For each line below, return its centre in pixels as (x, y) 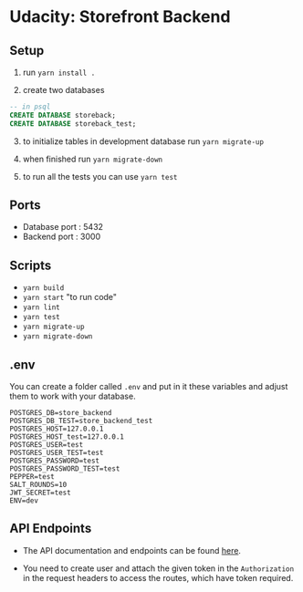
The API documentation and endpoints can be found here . (132, 550)
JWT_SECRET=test (40, 493)
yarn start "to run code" (69, 297)
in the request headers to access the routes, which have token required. (158, 577)
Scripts (31, 265)
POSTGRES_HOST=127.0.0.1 (57, 429)
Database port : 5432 (63, 227)
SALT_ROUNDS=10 (38, 485)
